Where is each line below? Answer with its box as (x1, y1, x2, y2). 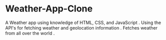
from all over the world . (5, 30, 55, 36)
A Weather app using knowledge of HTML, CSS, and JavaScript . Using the (5, 19, 161, 25)
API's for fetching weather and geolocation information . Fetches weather (5, 24, 158, 30)
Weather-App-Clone (5, 3, 93, 14)
